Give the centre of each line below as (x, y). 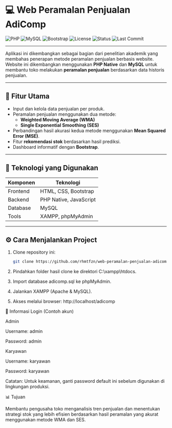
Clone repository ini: (34, 252)
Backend (18, 200)
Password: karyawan (27, 371)
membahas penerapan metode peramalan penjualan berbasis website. (80, 59)
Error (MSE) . (26, 136)
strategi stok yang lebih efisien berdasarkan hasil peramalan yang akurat (82, 414)
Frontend (19, 191)
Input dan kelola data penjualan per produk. (59, 109)
